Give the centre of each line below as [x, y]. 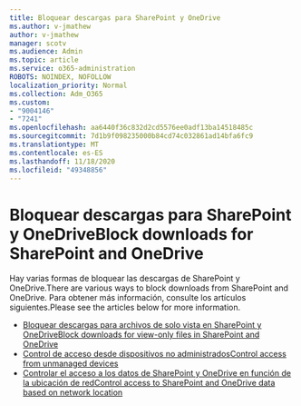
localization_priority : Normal [68, 85]
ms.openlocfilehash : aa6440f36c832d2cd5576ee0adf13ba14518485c [131, 128]
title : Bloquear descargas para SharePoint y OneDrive [115, 18]
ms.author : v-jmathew [50, 26]
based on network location [73, 392]
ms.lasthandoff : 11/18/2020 [63, 161]
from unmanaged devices [70, 363]
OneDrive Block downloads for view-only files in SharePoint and [141, 335]
